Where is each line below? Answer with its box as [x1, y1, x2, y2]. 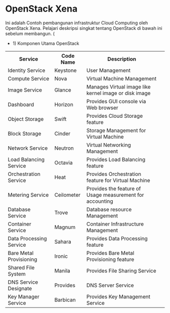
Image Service [8, 86, 42, 94]
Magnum [54, 223, 76, 231]
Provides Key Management [86, 293, 151, 300]
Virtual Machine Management [86, 75, 157, 82]
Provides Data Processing [86, 235, 148, 242]
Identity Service [8, 67, 46, 74]
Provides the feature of [86, 185, 141, 192]
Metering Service [8, 191, 49, 198]
